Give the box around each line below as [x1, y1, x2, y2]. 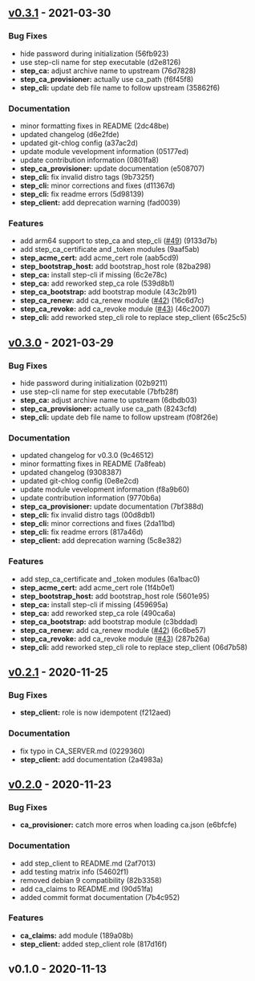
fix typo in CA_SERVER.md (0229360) [19, 746, 146, 756]
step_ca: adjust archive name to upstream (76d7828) [19, 66, 196, 75]
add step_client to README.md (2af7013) [19, 858, 156, 868]
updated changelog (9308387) [19, 468, 122, 477]
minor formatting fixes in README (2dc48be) [19, 120, 170, 131]
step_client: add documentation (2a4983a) [19, 754, 164, 764]
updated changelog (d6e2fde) [19, 129, 120, 139]
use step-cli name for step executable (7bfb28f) [19, 387, 179, 396]
